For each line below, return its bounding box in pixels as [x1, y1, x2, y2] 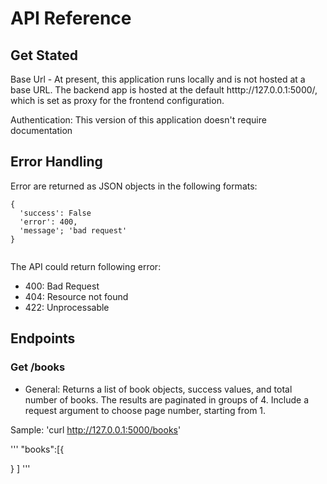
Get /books [10, 360, 66, 374]
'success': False [19, 208, 92, 218]
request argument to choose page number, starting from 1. [24, 404, 267, 416]
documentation [10, 125, 73, 136]
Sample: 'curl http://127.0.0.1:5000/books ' [10, 423, 182, 436]
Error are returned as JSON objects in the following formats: [10, 180, 258, 192]
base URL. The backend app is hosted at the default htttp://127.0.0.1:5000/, [10, 84, 318, 96]
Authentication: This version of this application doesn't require [10, 114, 267, 126]
